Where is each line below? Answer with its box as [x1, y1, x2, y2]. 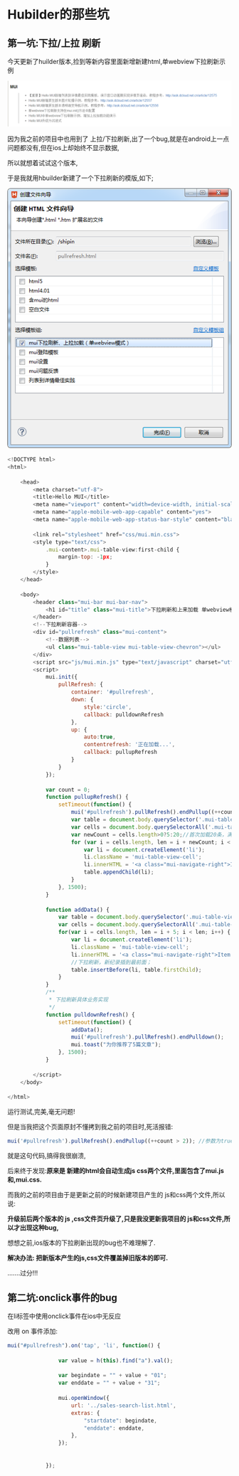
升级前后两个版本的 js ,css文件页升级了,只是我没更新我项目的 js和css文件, [7, 1214, 225, 1223]
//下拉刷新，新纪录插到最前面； [70, 958, 152, 966]
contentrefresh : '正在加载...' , [83, 741, 176, 748]
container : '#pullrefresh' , [70, 689, 154, 696]
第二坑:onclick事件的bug [7, 1292, 117, 1304]
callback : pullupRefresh [83, 748, 158, 756]
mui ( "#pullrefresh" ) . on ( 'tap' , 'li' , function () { [7, 1342, 161, 1349]
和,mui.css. [7, 1175, 43, 1184]
